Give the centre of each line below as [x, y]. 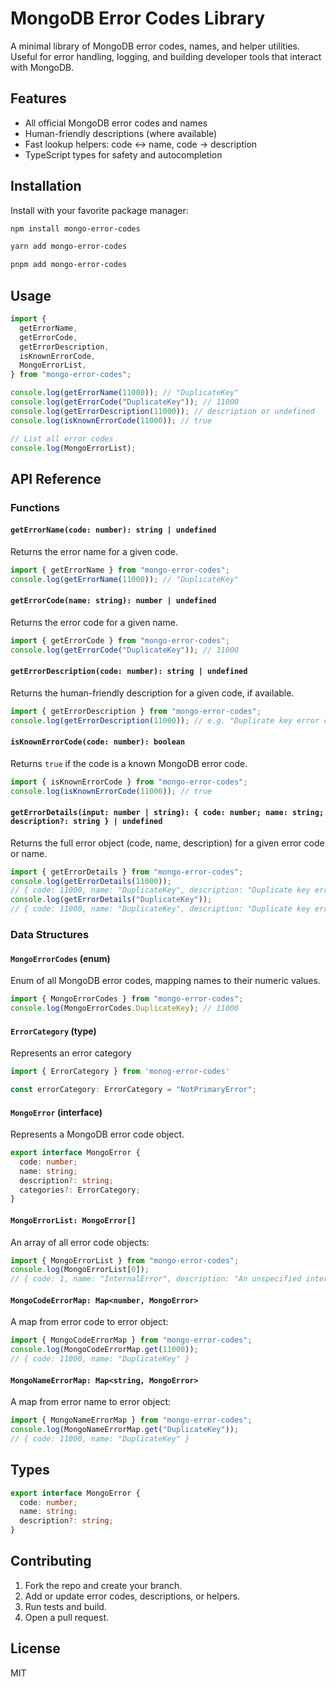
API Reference [56, 478]
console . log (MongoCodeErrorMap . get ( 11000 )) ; [104, 1350]
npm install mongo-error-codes [75, 228]
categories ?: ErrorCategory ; [80, 1190]
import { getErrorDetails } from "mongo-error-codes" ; [127, 872]
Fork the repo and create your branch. [103, 1585]
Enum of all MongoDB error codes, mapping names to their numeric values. [165, 981]
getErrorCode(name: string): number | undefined [113, 601]
